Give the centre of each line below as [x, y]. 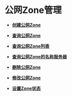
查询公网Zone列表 [30, 46]
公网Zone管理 [33, 10]
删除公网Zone [26, 67]
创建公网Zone [26, 25]
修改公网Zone [26, 78]
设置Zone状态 [26, 88]
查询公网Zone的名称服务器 [39, 56]
